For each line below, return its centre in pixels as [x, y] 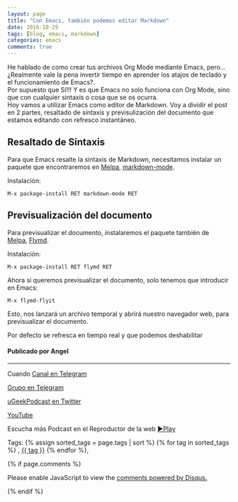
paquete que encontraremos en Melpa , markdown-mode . [91, 167]
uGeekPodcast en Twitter [44, 401]
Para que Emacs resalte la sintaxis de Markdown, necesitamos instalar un [114, 159]
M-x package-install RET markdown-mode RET [73, 193]
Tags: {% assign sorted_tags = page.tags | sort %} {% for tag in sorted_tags [118, 442]
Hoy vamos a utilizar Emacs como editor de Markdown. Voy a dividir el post [118, 105]
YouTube [20, 415]
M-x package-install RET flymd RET [60, 267]
